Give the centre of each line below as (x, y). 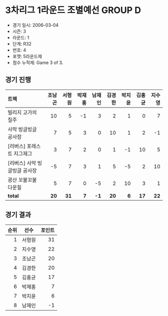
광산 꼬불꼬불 (22, 179)
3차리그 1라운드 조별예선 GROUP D (73, 10)
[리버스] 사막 (22, 163)
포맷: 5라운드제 (27, 56)
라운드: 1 (21, 37)
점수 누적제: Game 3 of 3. (38, 62)
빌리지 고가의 (22, 112)
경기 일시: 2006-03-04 (35, 25)
